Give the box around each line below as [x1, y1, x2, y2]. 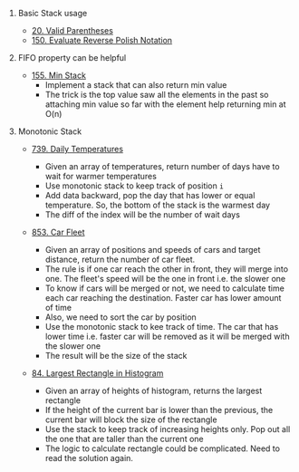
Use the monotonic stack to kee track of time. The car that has [44, 322, 279, 332]
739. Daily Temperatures [31, 144, 124, 154]
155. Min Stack [31, 70, 86, 81]
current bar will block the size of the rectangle [44, 414, 217, 425]
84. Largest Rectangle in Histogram [31, 368, 164, 379]
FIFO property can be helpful [17, 53, 127, 63]
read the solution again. [44, 453, 134, 463]
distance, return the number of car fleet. [44, 254, 196, 265]
